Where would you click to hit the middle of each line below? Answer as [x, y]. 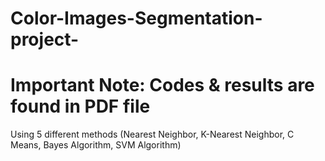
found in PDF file [80, 106]
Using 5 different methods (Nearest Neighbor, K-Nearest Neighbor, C [152, 134]
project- [45, 39]
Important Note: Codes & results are [162, 85]
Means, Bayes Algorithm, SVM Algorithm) [96, 145]
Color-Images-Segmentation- [136, 18]
